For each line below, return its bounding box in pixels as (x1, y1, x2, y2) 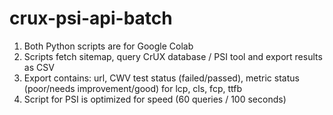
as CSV (23, 61, 55, 73)
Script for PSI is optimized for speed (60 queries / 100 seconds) (23, 93, 287, 105)
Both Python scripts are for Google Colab (23, 40, 194, 52)
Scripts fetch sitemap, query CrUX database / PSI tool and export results (23, 50, 323, 62)
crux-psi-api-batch (9, 7, 173, 30)
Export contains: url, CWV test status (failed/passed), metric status (23, 72, 300, 84)
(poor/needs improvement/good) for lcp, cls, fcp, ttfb (23, 82, 242, 94)
